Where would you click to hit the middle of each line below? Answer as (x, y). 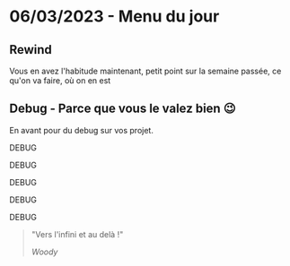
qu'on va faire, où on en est (60, 81)
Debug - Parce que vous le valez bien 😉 (123, 109)
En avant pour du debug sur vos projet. (82, 130)
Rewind (31, 50)
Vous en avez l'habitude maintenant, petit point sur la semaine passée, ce (145, 71)
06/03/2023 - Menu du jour (114, 17)
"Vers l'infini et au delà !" (77, 234)
